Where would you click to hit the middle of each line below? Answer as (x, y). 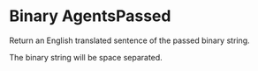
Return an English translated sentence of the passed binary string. (129, 40)
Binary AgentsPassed (90, 16)
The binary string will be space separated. (86, 57)
